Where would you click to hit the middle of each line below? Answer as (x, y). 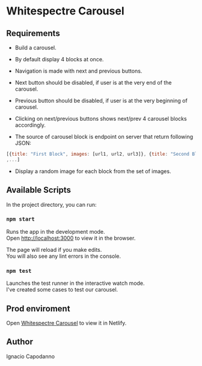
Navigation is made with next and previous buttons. (78, 71)
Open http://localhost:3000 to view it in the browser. (71, 238)
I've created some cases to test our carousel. (62, 290)
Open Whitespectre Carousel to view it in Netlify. (66, 323)
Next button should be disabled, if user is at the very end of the (93, 83)
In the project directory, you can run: (51, 204)
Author (20, 342)
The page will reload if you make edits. (54, 249)
